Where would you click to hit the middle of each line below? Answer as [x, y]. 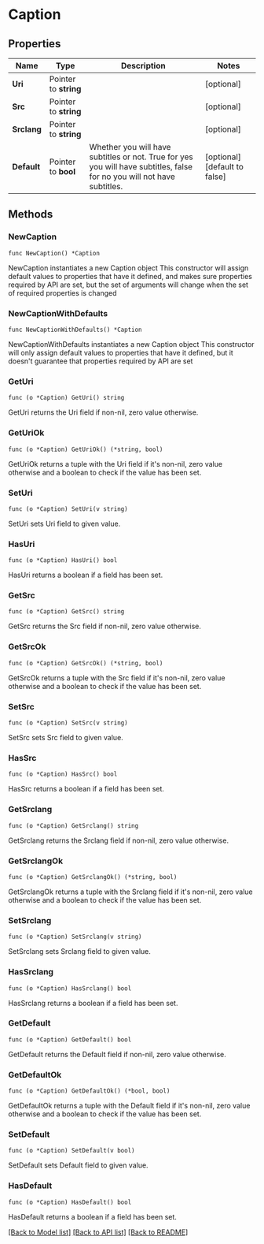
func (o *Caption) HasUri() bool [63, 561]
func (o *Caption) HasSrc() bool [63, 774]
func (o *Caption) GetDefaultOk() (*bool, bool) [89, 1091]
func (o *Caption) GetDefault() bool [70, 1039]
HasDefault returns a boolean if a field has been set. [92, 1216]
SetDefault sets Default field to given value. [78, 1165]
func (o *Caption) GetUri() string [66, 398]
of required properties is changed [62, 292]
